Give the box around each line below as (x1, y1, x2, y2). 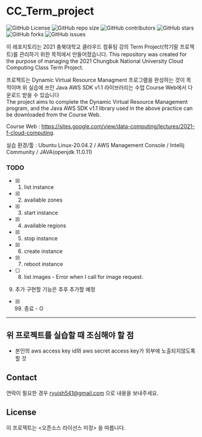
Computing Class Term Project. (6, 63, 84, 71)
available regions (23, 222, 66, 229)
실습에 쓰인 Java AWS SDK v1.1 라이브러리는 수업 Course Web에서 (28, 83, 187, 91)
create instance (23, 247, 63, 255)
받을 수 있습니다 (22, 91, 60, 98)
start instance (23, 209, 58, 217)
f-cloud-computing (6, 129, 54, 136)
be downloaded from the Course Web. (6, 110, 101, 118)
